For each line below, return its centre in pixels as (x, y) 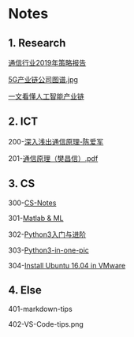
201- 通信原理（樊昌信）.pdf (53, 158)
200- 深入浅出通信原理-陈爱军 (56, 141)
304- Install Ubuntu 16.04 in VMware (67, 265)
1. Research (37, 43)
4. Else (25, 290)
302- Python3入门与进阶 (47, 234)
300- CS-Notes (32, 203)
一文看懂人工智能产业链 (46, 96)
